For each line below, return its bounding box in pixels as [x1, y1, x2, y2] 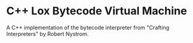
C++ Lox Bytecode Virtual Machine [6, 4, 188, 18]
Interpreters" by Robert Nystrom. [6, 30, 89, 37]
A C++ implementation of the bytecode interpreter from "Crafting [6, 24, 169, 31]
